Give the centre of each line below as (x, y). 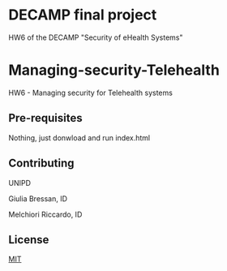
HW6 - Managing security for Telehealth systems (90, 92)
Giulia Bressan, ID (38, 198)
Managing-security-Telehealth (114, 70)
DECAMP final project (83, 15)
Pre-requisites (45, 118)
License (29, 240)
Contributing (41, 163)
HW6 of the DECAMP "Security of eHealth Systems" (96, 37)
